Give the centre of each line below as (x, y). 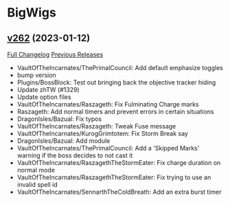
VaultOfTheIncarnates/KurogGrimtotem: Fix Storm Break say (103, 133)
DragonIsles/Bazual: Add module (64, 141)
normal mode (36, 170)
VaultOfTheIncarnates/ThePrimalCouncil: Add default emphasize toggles (120, 68)
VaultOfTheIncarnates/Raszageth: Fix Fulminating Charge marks (108, 104)
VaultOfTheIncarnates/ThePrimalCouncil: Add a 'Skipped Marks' (108, 148)
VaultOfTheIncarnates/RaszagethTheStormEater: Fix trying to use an (114, 177)
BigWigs (32, 13)
